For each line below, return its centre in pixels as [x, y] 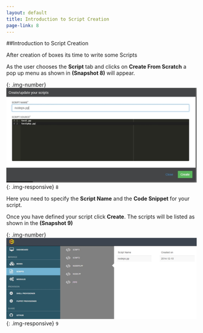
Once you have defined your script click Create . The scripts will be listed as [101, 217]
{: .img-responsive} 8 [32, 187]
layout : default [27, 13]
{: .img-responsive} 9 [32, 323]
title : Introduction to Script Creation [58, 19]
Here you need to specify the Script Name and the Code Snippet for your [98, 198]
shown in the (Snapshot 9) [40, 223]
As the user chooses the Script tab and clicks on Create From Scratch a [96, 67]
